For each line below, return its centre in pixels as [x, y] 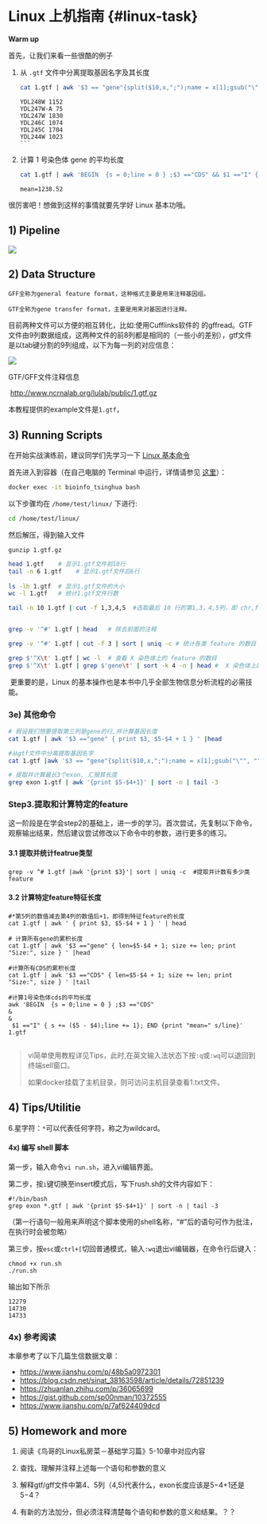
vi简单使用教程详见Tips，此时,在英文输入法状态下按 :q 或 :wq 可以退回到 [141, 1055]
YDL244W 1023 [41, 136]
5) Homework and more [68, 1431]
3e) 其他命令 [32, 715]
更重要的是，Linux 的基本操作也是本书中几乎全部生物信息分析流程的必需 [128, 682]
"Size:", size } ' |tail [49, 982]
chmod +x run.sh [35, 1264]
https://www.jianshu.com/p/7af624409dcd [90, 1406]
